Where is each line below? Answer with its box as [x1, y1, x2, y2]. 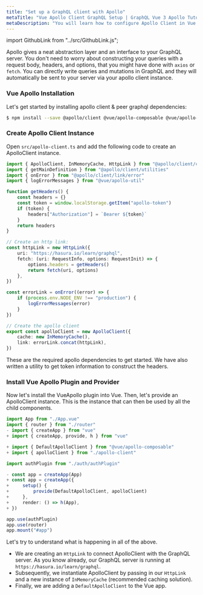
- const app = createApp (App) [6, 472, 83, 478]
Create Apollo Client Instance [6, 129, 95, 137]
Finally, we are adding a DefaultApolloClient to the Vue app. [14, 582, 167, 590]
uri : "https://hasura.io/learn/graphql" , [17, 251, 123, 257]
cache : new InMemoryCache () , [17, 334, 91, 340]
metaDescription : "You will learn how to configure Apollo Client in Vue [6, 20, 196, 26]
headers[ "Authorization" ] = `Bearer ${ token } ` [28, 211, 147, 217]
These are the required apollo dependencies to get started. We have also [6, 357, 188, 364]
